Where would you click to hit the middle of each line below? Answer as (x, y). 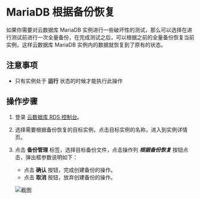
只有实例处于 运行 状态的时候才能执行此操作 (69, 80)
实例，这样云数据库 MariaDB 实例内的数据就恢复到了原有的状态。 (86, 45)
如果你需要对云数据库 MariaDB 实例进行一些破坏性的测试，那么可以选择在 (97, 30)
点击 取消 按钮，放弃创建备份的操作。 (70, 177)
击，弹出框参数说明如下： (46, 157)
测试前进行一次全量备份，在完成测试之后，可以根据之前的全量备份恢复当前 (103, 37)
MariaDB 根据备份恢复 (61, 12)
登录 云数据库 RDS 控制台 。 (48, 117)
